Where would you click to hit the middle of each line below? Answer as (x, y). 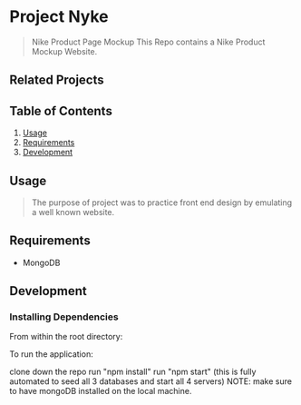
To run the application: (51, 354)
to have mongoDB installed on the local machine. (101, 391)
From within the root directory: (66, 337)
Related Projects (57, 80)
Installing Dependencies (64, 317)
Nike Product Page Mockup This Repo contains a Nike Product (148, 42)
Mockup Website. (64, 51)
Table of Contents (61, 111)
